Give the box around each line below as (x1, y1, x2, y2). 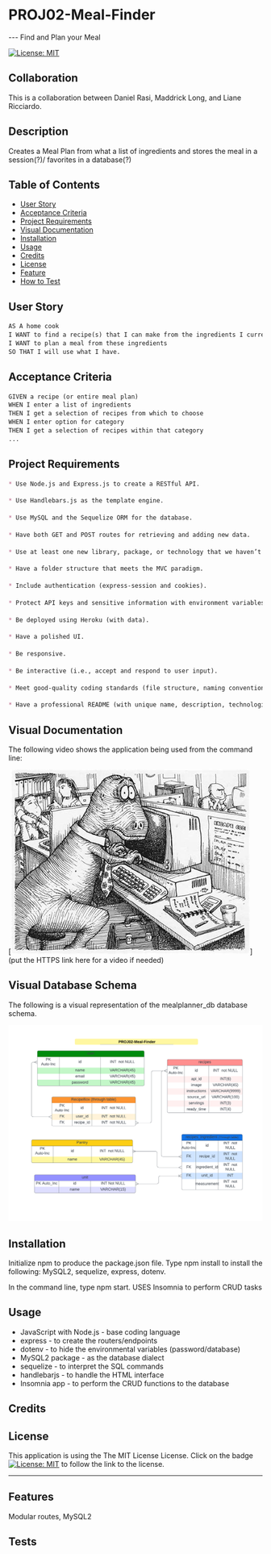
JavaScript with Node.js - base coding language (19, 1327, 181, 1336)
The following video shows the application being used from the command (8, 744, 253, 754)
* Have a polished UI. (8, 633, 85, 641)
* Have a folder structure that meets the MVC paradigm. (8, 565, 204, 573)
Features (8, 1490, 54, 1504)
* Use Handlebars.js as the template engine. (8, 497, 164, 505)
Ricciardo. (8, 101, 42, 110)
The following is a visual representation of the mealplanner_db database (8, 1000, 248, 1010)
